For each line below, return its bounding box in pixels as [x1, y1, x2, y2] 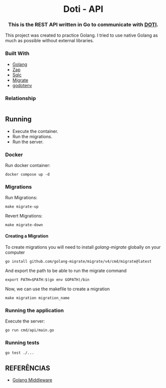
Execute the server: [5, 318, 45, 324]
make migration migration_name [5, 295, 70, 300]
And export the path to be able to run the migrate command [5, 268, 127, 274]
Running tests [5, 339, 40, 346]
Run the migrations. [12, 133, 53, 139]
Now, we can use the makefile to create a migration [5, 286, 110, 292]
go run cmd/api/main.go [5, 328, 55, 333]
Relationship [5, 95, 36, 102]
